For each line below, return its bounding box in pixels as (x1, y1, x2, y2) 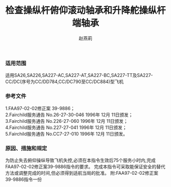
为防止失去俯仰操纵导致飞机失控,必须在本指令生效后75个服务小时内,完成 (5, 157, 156, 163)
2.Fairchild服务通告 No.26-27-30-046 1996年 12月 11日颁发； (5, 112, 133, 118)
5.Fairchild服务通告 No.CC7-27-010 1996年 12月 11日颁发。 (5, 130, 128, 137)
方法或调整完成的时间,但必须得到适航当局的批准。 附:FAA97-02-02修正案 (5, 170, 159, 176)
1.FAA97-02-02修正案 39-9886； (5, 105, 75, 111)
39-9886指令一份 (5, 176, 42, 182)
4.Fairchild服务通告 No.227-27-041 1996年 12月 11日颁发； (5, 124, 127, 130)
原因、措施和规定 (5, 145, 47, 152)
